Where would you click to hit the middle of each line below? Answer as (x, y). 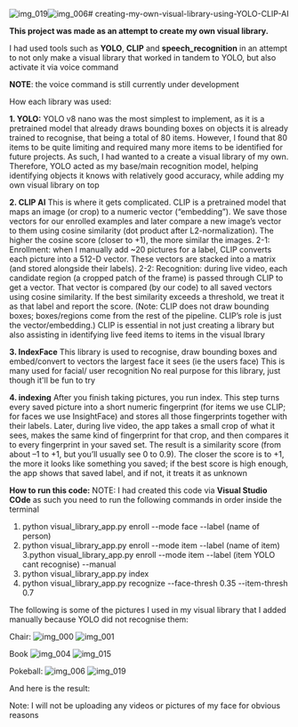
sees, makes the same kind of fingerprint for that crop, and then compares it (149, 435)
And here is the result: (50, 688)
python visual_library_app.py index (85, 574)
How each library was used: (60, 101)
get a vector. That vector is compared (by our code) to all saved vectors (141, 287)
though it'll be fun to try (52, 380)
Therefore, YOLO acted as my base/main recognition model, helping (134, 166)
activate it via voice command (64, 67)
